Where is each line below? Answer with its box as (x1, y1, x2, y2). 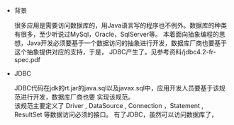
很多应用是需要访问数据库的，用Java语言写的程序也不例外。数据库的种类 (13, 21, 228, 30)
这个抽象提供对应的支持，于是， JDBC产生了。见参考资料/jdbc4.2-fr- (13, 48, 216, 56)
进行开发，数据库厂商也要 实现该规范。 (20, 93, 135, 101)
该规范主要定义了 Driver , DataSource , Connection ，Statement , (13, 102, 204, 109)
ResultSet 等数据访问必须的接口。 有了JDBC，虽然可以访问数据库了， (13, 110, 218, 119)
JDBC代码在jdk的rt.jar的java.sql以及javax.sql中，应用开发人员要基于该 (13, 84, 220, 92)
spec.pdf (13, 56, 41, 64)
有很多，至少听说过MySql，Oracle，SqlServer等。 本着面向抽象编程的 (13, 30, 220, 38)
